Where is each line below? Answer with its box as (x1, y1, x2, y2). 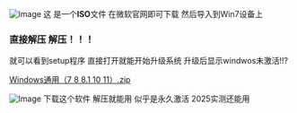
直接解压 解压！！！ (9, 33, 95, 46)
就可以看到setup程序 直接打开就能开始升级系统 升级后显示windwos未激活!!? (9, 56, 289, 66)
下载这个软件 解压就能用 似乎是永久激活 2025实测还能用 (43, 93, 250, 104)
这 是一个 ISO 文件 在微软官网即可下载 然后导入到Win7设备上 (43, 9, 263, 19)
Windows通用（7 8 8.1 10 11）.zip (9, 74, 131, 85)
